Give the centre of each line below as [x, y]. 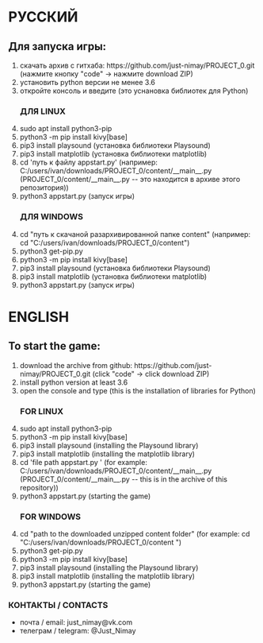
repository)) [39, 487]
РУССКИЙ [43, 17]
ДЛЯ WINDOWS [51, 217]
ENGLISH [39, 317]
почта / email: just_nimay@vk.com [76, 622]
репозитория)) [44, 188]
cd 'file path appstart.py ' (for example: [84, 462]
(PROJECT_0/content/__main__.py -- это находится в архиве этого [130, 180]
